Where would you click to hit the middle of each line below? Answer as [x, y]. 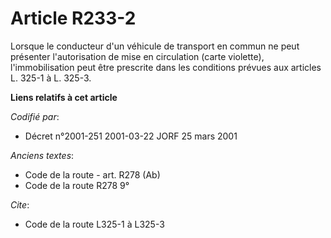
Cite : [20, 204]
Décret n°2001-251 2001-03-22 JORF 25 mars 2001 [131, 136]
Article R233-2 [73, 18]
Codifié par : [35, 116]
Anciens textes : [42, 155]
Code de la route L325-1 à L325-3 [94, 224]
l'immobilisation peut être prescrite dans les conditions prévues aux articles [166, 67]
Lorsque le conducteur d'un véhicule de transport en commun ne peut [155, 46]
